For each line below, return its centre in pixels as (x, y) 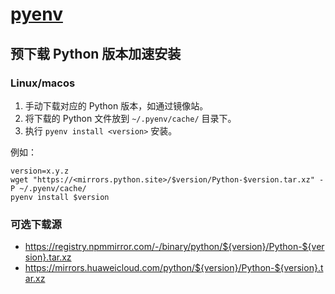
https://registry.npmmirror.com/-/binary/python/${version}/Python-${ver (174, 247)
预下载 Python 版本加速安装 (96, 53)
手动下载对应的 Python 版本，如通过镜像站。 (116, 105)
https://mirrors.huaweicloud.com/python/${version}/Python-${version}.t (174, 268)
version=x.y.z (40, 171)
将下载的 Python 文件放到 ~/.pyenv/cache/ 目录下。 (130, 118)
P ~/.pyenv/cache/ (48, 188)
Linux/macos (43, 83)
